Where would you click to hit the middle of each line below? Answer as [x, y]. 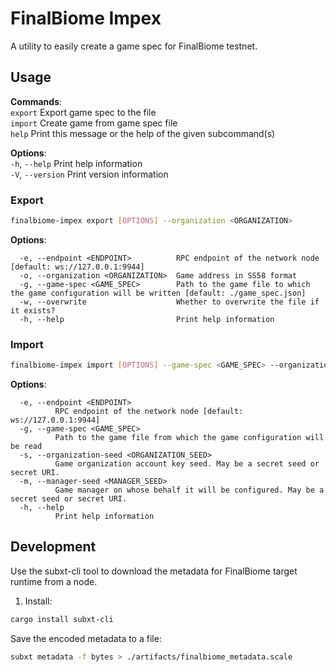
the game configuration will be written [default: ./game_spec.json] [158, 293]
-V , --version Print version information [89, 174]
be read [26, 447]
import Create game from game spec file [94, 123]
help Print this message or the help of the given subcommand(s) [143, 133]
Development [53, 547]
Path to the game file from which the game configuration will [189, 438]
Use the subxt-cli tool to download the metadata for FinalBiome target [154, 571]
